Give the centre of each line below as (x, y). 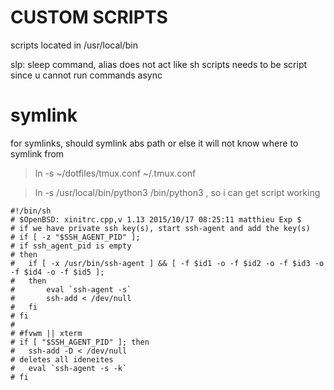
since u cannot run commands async (86, 75)
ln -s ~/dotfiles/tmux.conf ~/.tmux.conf (115, 173)
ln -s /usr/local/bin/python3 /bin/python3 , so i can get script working (177, 192)
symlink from (37, 153)
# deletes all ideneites (62, 359)
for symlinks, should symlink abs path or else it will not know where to (154, 143)
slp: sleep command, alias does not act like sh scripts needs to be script (159, 64)
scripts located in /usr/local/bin (74, 45)
